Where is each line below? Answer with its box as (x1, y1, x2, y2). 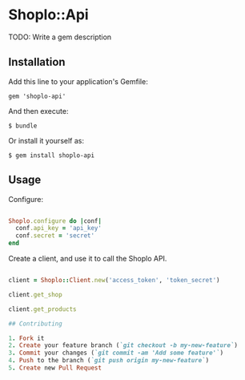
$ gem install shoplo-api (8, 151, 94, 160)
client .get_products (8, 305, 78, 313)
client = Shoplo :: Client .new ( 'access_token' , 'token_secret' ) (8, 277, 220, 285)
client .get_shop (8, 290, 62, 298)
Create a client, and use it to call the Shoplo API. (8, 254, 167, 264)
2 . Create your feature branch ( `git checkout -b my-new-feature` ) (8, 342, 239, 350)
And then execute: (8, 106, 69, 115)
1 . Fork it (8, 334, 45, 342)
